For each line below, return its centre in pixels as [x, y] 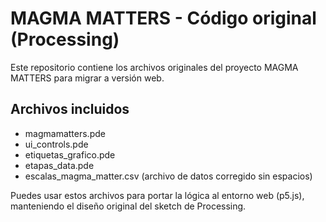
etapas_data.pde [59, 165]
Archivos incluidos [70, 109]
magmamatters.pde [65, 133]
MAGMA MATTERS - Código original [163, 18]
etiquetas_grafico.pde [70, 154]
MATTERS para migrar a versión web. [87, 78]
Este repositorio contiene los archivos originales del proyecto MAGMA [154, 67]
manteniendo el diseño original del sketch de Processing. [128, 206]
